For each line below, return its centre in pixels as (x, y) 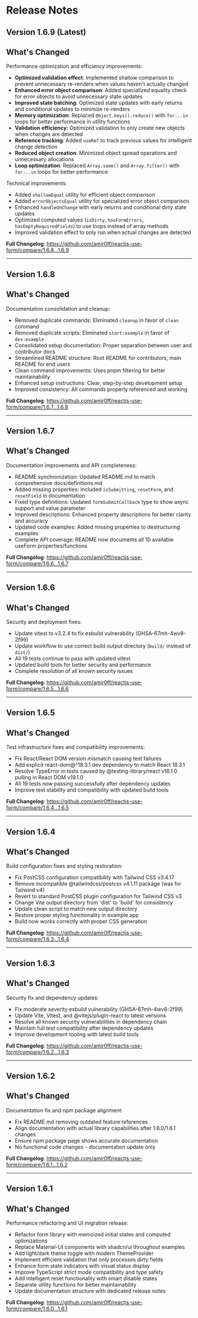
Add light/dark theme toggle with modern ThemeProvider (84, 1254)
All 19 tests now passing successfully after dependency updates (93, 784)
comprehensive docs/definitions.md (58, 483)
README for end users (42, 364)
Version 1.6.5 (31, 713)
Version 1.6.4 (31, 832)
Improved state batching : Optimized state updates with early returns (98, 103)
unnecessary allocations (44, 160)
